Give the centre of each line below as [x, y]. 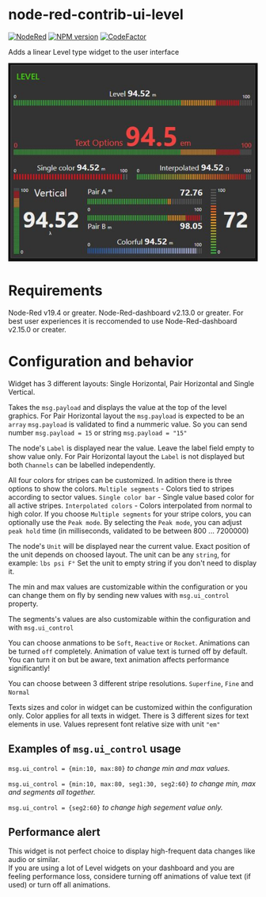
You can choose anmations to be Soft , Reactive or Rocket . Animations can [129, 642]
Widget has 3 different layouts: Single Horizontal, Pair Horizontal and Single [131, 383]
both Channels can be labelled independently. [82, 465]
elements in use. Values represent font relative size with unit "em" [114, 724]
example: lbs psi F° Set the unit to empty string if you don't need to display [133, 563]
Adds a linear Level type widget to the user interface [94, 52]
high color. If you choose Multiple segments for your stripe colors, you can [130, 514]
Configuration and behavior [101, 361]
